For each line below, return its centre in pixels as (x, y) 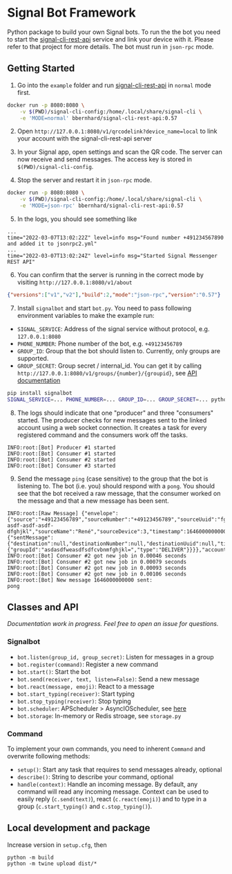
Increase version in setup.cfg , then (57, 845)
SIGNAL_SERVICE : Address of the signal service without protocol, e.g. (113, 329)
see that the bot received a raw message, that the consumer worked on (119, 493)
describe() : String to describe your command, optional (95, 777)
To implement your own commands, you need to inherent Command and (106, 749)
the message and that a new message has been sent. (93, 501)
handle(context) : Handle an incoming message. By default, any (107, 785)
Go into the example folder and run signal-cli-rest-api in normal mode (114, 85)
